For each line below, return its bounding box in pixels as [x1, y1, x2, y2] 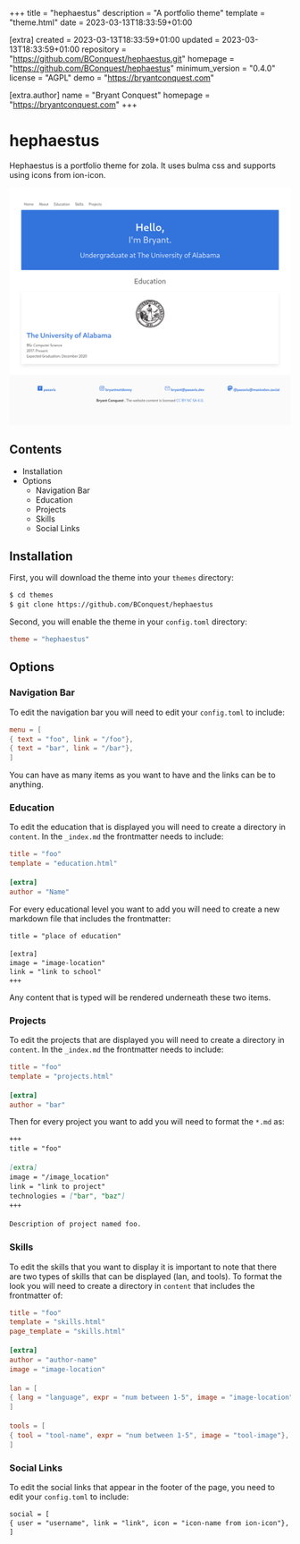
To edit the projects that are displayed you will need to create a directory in [9, 1035, 285, 1046]
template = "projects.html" [9, 1072, 114, 1081]
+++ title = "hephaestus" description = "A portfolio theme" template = [9, 8, 266, 18]
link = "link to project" [9, 1182, 105, 1191]
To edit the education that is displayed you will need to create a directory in [9, 822, 286, 833]
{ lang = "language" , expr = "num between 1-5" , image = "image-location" [9, 1393, 294, 1403]
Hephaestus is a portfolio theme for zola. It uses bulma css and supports [9, 160, 277, 171]
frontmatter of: [9, 1290, 63, 1301]
